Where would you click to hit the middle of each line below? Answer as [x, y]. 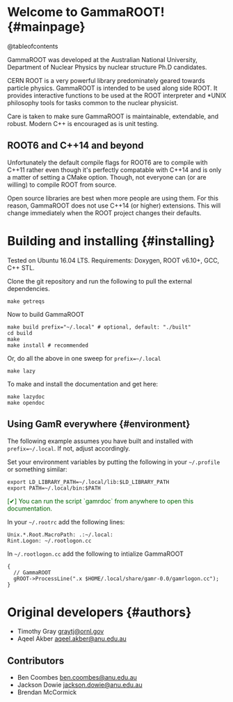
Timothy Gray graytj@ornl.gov [61, 632]
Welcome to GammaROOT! [86, 12]
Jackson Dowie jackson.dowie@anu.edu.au [80, 685]
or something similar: [37, 469]
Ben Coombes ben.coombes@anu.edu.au [77, 678]
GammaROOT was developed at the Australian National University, [103, 59]
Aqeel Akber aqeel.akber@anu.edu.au [72, 639]
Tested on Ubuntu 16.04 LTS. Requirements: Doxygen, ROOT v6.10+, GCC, [113, 260]
